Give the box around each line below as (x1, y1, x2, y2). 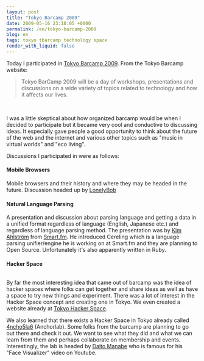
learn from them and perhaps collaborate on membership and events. (6, 336, 181, 343)
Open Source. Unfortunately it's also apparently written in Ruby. (6, 246, 166, 254)
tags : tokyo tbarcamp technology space (6, 37, 108, 43)
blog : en (6, 32, 29, 38)
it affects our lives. (21, 91, 68, 98)
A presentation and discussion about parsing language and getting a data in (6, 214, 197, 221)
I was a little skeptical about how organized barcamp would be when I (6, 114, 181, 122)
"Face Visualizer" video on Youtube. (6, 349, 97, 357)
